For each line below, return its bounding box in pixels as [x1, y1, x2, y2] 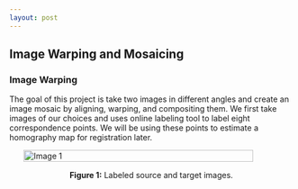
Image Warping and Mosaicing [9, 47, 185, 62]
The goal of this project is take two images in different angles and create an [9, 94, 290, 104]
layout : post [9, 13, 59, 22]
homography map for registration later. [9, 132, 153, 143]
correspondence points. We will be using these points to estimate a [9, 122, 259, 133]
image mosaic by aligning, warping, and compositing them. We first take [9, 103, 277, 114]
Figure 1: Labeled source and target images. [68, 170, 234, 181]
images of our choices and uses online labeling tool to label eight [9, 113, 250, 124]
